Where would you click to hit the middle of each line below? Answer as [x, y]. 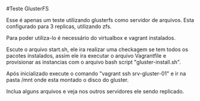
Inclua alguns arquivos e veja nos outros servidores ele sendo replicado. [95, 91]
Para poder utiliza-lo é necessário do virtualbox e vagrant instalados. [91, 38]
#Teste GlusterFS [27, 9]
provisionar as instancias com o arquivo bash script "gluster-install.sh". [93, 62]
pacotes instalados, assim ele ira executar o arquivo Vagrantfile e [86, 56]
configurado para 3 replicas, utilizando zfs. [59, 26]
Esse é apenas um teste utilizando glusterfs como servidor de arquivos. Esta [100, 20]
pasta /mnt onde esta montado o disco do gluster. [67, 80]
